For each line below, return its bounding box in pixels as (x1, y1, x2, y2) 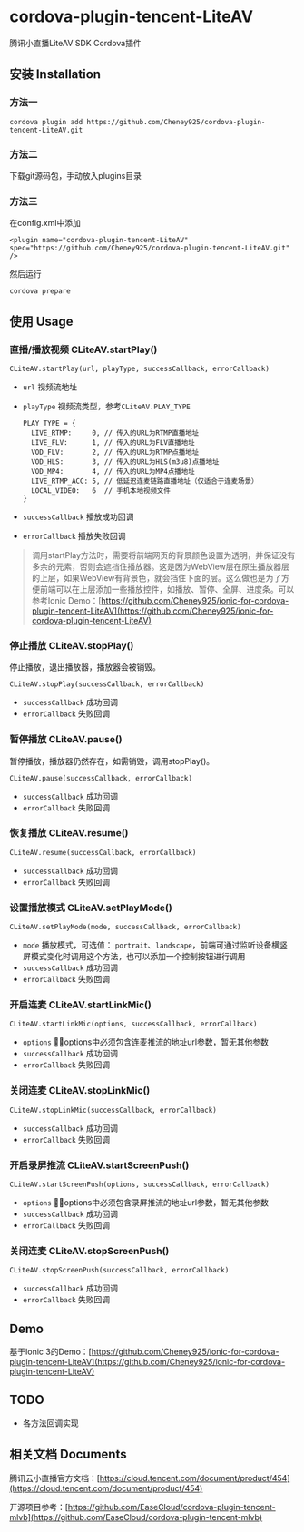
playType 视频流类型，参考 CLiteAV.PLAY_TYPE (22, 400, 191, 411)
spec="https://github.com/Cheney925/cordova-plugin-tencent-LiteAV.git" (9, 243, 290, 253)
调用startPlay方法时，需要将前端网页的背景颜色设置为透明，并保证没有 (31, 549, 296, 560)
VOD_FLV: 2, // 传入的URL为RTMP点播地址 (31, 447, 200, 457)
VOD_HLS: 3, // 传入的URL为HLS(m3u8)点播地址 (31, 457, 220, 466)
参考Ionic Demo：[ (31, 594, 102, 605)
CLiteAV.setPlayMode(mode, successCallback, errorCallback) (9, 923, 242, 932)
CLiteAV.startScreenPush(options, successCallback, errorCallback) (9, 1180, 270, 1189)
